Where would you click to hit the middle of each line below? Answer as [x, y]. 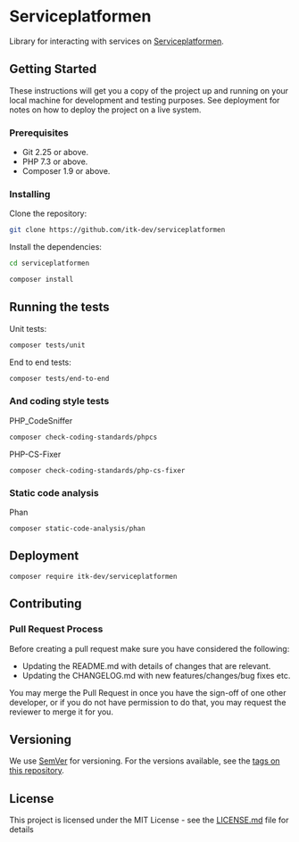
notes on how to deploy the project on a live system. [105, 110]
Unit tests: [28, 328]
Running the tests [59, 307]
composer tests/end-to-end [59, 378]
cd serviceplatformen [50, 264]
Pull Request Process [56, 629]
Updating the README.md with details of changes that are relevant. [146, 665]
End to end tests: [40, 362]
